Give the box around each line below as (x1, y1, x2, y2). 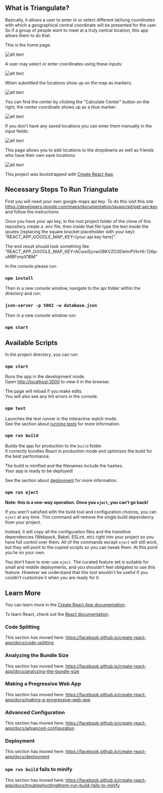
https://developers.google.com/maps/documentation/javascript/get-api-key (5, 203, 158, 209)
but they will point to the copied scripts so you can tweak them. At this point (5, 545, 158, 551)
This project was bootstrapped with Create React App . (5, 171, 115, 177)
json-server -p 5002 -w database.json (5, 303, 98, 308)
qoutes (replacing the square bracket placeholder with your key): (5, 228, 136, 234)
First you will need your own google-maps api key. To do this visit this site (5, 198, 154, 204)
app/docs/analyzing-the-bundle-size (5, 668, 80, 674)
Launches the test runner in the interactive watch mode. (5, 416, 118, 421)
